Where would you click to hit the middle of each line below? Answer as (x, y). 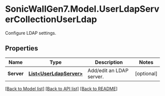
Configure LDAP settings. (31, 33)
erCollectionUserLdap (51, 19)
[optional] (146, 73)
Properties (22, 48)
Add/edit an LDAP (108, 71)
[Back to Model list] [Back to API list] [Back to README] (61, 89)
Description (109, 62)
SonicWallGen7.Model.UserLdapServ (82, 9)
